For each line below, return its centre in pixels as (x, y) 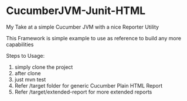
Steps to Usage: (25, 55)
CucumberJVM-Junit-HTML (76, 11)
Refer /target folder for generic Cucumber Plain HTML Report (89, 85)
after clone (28, 73)
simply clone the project (44, 67)
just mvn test (30, 79)
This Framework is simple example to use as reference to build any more (94, 38)
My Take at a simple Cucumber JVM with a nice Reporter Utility (83, 27)
